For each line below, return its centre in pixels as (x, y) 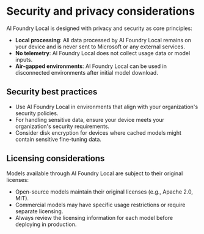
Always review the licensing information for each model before (94, 217)
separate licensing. (39, 211)
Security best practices (52, 92)
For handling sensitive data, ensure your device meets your (90, 119)
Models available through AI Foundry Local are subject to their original (95, 173)
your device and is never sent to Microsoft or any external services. (100, 47)
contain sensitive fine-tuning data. (58, 139)
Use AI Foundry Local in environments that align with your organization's (107, 107)
